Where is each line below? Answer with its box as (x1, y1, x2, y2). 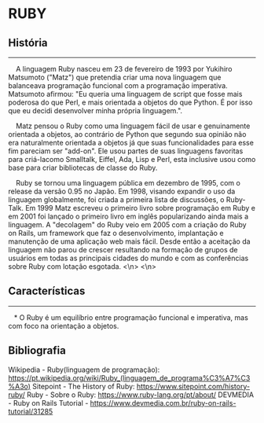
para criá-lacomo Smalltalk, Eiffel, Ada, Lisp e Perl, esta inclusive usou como (8, 155, 256, 164)
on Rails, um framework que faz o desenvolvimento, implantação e (8, 229, 224, 237)
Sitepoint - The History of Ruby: (32, 381, 135, 391)
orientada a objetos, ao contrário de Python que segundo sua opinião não (8, 130, 247, 138)
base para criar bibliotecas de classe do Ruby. (8, 163, 158, 172)
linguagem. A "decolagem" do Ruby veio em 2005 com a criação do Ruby (8, 220, 247, 229)
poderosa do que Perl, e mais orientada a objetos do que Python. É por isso (8, 97, 253, 107)
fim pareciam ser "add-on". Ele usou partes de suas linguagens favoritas (8, 146, 244, 156)
